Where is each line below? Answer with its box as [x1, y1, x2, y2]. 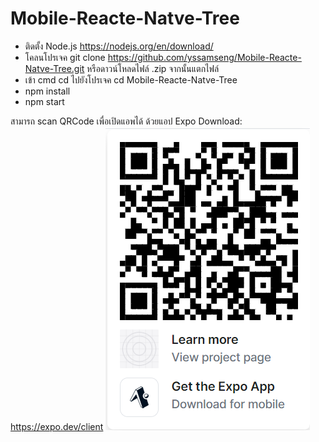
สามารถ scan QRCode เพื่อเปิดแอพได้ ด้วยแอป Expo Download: [10, 115, 243, 127]
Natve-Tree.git [24, 62, 85, 74]
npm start [24, 95, 65, 107]
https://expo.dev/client [10, 420, 104, 432]
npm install [24, 85, 71, 97]
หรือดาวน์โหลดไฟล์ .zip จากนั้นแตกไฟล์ [86, 62, 220, 74]
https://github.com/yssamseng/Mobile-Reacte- [107, 51, 302, 63]
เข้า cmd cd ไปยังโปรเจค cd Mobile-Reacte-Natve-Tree [24, 73, 238, 86]
